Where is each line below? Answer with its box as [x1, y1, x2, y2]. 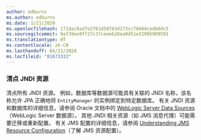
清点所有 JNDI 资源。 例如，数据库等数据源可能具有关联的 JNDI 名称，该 [6, 89, 187, 96]
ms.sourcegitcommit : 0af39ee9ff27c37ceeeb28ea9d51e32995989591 [6, 31, 169, 37]
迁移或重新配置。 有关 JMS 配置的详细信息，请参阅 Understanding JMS [11, 119, 190, 126]
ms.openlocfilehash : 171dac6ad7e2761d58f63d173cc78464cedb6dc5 [6, 25, 169, 32]
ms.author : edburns [6, 14, 56, 20]
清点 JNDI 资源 [6, 75, 49, 83]
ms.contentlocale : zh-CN [6, 43, 69, 49]
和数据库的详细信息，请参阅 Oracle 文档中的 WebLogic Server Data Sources [6, 104, 195, 111]
